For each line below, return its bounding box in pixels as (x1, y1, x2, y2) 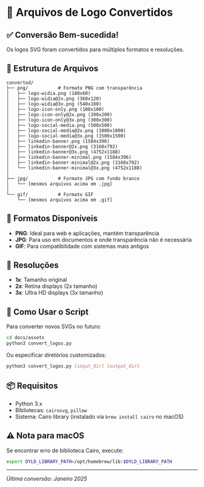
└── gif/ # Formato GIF (6, 191, 94, 197)
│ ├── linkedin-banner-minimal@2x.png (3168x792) (6, 159, 140, 166)
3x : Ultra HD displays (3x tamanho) (15, 289, 104, 296)
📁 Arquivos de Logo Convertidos (6, 5, 173, 19)
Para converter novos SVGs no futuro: (6, 323, 101, 331)
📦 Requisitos (6, 380, 58, 391)
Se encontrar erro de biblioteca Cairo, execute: (6, 447, 124, 454)
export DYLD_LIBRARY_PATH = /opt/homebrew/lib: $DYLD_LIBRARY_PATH (6, 458, 172, 464)
